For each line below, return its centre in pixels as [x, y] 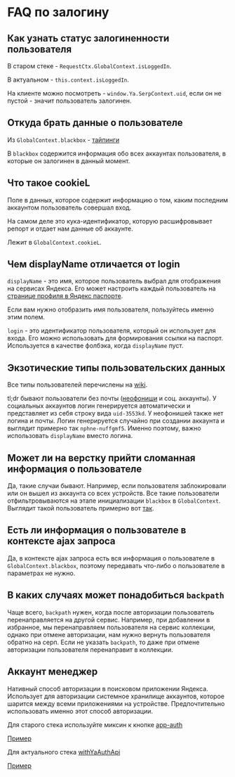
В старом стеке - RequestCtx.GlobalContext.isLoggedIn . [89, 66]
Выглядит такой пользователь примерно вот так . [81, 508]
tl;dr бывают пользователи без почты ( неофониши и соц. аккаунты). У [112, 399]
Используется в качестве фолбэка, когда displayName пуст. [95, 346]
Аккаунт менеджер [53, 672]
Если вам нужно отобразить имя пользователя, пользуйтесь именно [110, 309]
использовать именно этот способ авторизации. [80, 711]
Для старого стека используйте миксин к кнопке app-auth [95, 724]
